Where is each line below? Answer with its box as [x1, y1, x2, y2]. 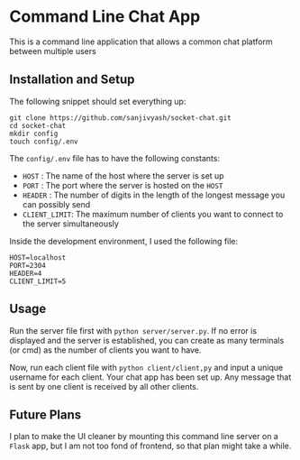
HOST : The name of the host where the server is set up [22, 170, 224, 181]
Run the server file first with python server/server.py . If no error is [9, 325, 258, 336]
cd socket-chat [9, 121, 67, 130]
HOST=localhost [9, 253, 67, 262]
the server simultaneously [22, 218, 120, 229]
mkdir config [9, 129, 59, 138]
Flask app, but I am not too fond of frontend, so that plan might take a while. [9, 440, 292, 452]
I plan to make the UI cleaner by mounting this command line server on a [9, 431, 279, 442]
